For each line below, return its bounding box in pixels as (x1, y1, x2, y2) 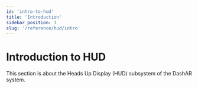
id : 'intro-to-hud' (6, 8, 54, 15)
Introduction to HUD (6, 51, 106, 64)
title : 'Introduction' (6, 14, 62, 20)
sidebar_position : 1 (6, 19, 57, 25)
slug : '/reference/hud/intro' (6, 25, 81, 31)
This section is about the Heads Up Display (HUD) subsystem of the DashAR (6, 70, 192, 77)
